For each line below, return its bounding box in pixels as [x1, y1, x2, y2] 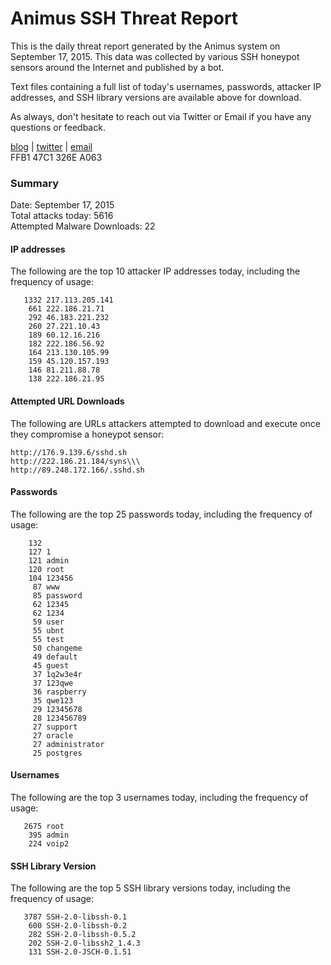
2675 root [23, 822, 65, 832]
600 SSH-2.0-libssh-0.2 [28, 921, 128, 931]
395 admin [28, 830, 70, 841]
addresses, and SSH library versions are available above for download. [10, 91, 302, 103]
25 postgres [32, 748, 83, 758]
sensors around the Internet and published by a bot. [10, 61, 225, 73]
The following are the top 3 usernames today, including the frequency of [10, 792, 309, 804]
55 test [32, 634, 65, 644]
